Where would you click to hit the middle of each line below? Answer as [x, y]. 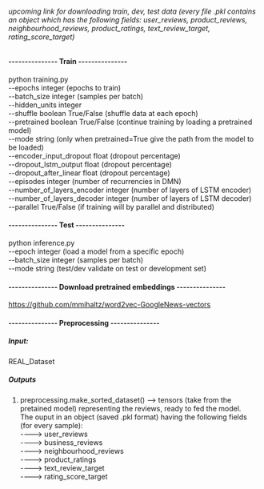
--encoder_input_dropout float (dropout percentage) [95, 155]
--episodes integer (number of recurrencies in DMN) [95, 181]
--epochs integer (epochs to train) [65, 87]
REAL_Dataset [32, 361]
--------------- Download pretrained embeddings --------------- [117, 287]
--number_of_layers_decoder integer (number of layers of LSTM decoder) [130, 198]
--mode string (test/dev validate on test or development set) [107, 269]
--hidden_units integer [45, 105]
